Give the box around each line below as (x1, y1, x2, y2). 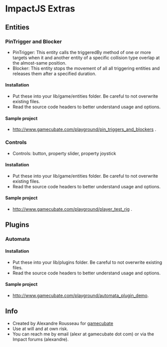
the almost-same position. (12, 60, 67, 66)
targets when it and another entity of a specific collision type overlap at (12, 55, 160, 61)
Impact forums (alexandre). (12, 336, 69, 342)
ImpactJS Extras (5, 3, 75, 15)
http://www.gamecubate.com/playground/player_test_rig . (12, 206, 132, 212)
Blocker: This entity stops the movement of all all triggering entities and (12, 65, 160, 71)
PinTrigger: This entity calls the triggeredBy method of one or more (12, 49, 151, 55)
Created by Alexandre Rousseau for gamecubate (12, 320, 114, 326)
